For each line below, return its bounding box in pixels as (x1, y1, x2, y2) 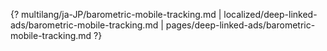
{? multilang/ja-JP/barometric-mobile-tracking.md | (10, 9, 222, 20)
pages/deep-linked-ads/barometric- (165, 19, 316, 31)
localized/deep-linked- (223, 9, 318, 20)
